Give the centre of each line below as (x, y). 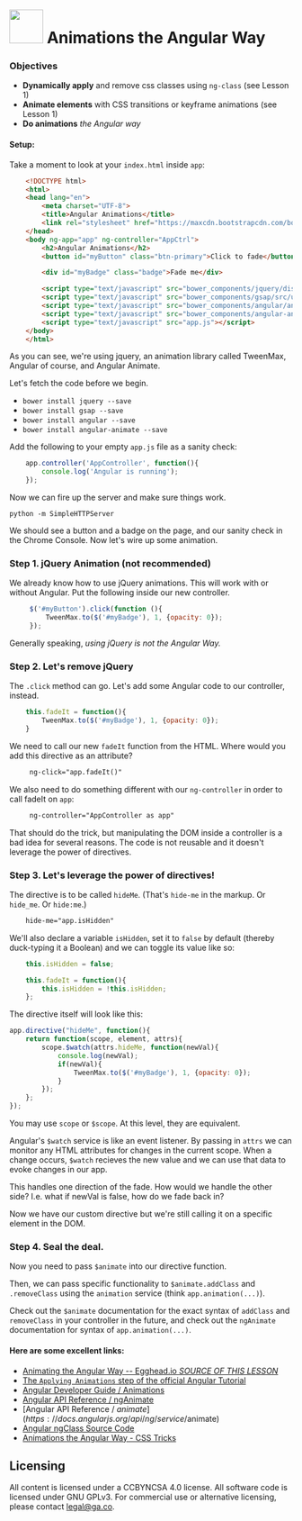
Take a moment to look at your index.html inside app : (107, 164)
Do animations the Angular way (81, 124)
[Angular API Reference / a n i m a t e (84, 1408)
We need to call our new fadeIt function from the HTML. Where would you (147, 746)
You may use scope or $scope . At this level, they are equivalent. (125, 1123)
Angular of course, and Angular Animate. (85, 366)
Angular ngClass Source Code (78, 1428)
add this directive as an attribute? (71, 756)
